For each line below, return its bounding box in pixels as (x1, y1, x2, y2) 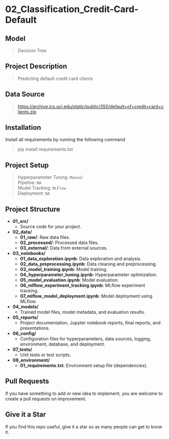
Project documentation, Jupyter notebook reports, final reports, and (20, 320, 161, 326)
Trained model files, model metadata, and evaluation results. (20, 309, 145, 315)
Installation (5, 123, 41, 132)
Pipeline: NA (17, 180, 42, 186)
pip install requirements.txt (17, 146, 73, 152)
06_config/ (12, 330, 36, 336)
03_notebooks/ (12, 250, 46, 256)
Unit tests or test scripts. (20, 352, 71, 358)
